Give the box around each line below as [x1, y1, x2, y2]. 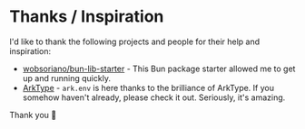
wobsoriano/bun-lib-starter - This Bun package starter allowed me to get [22, 63, 296, 74]
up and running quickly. [22, 72, 112, 83]
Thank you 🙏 [9, 109, 57, 120]
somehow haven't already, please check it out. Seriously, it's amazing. [22, 92, 286, 103]
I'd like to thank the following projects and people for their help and [9, 36, 261, 47]
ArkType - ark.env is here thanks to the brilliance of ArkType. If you [22, 82, 275, 93]
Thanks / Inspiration [9, 6, 164, 27]
